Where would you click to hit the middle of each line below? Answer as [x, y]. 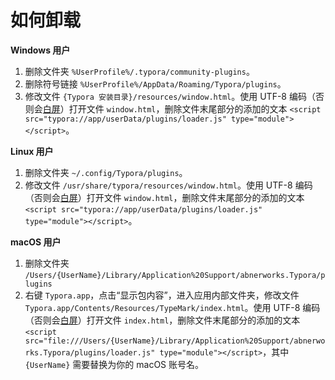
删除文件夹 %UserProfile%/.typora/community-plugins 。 [139, 71]
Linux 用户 [32, 151]
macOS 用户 [36, 242]
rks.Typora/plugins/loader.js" [90, 352]
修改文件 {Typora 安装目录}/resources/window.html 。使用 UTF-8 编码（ [170, 96]
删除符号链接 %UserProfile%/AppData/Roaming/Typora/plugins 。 [155, 83]
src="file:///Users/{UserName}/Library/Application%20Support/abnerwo [175, 341]
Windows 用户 [40, 50]
